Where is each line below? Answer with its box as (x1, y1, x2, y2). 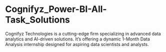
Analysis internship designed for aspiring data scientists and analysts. (5, 41, 149, 47)
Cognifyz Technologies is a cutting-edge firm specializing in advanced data (5, 30, 161, 36)
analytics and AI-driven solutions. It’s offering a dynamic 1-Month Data (5, 36, 150, 42)
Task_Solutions (5, 14, 70, 25)
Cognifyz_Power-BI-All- (5, 3, 107, 15)
